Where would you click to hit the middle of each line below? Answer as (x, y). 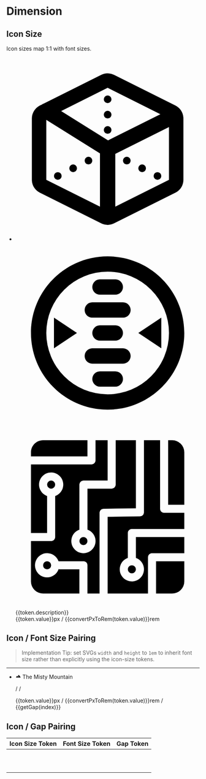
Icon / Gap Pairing (41, 727)
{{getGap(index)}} (38, 707)
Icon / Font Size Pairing (51, 638)
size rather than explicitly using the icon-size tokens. (88, 659)
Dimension (34, 11)
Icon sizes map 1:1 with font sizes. (49, 48)
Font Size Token (87, 744)
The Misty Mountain (48, 677)
